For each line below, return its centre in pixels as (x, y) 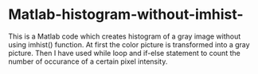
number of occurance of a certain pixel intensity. (88, 61)
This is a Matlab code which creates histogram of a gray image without (125, 36)
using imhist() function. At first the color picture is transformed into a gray (129, 44)
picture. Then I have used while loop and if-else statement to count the (124, 53)
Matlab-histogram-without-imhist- (126, 15)
